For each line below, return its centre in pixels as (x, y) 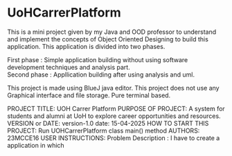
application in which (36, 145)
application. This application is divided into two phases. (86, 46)
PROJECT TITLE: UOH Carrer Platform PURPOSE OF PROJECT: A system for (116, 108)
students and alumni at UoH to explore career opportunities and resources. (114, 116)
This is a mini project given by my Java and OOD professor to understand (112, 32)
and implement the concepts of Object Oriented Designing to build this (108, 39)
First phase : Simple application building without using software (98, 59)
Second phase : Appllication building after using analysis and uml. (101, 75)
